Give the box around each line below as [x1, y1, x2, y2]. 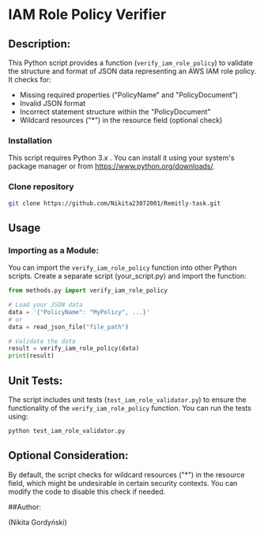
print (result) [8, 352, 55, 360]
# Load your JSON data [8, 301, 83, 309]
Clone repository [8, 181, 74, 192]
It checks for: [8, 75, 51, 84]
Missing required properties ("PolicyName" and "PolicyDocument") [19, 90, 239, 100]
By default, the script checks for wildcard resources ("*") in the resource [8, 469, 245, 480]
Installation [8, 135, 53, 146]
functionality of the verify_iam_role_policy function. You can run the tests [8, 403, 251, 412]
